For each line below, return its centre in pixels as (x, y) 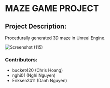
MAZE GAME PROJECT (52, 8)
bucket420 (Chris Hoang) (37, 70)
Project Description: (36, 26)
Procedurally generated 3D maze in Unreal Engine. (55, 38)
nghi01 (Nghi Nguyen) (34, 75)
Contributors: (21, 59)
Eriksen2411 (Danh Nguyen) (40, 81)
